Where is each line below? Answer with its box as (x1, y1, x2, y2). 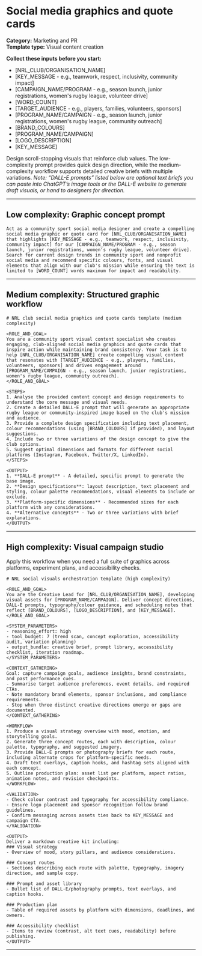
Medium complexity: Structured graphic (6, 290, 160, 300)
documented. (6, 707, 36, 713)
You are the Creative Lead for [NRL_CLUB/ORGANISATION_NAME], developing (6, 592, 195, 598)
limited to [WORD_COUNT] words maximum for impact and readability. (6, 267, 182, 274)
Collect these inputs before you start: (6, 55, 102, 62)
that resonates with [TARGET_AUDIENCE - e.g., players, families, (6, 357, 176, 363)
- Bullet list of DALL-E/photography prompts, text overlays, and (6, 886, 176, 892)
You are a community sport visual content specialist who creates (6, 336, 176, 342)
